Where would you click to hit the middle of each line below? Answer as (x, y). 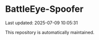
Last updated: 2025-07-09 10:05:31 (42, 23)
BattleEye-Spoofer (44, 9)
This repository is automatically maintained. (50, 32)
